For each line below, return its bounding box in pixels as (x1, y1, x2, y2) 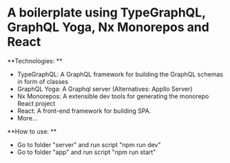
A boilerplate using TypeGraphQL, (7, 5, 206, 21)
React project (17, 99, 56, 107)
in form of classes (17, 77, 69, 85)
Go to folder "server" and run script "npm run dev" (17, 140, 161, 149)
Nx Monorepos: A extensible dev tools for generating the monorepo (17, 91, 209, 100)
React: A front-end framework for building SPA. (17, 107, 151, 115)
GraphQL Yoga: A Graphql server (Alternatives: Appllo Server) (17, 85, 193, 93)
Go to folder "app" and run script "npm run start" (17, 148, 156, 156)
